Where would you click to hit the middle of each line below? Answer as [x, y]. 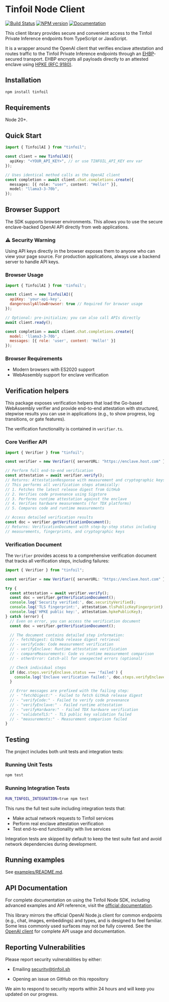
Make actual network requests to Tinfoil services [63, 818]
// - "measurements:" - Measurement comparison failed [68, 719]
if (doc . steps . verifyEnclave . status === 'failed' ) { [66, 672]
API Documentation [36, 888]
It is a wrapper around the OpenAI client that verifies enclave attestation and [84, 48]
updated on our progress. [32, 994]
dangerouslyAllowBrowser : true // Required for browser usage [76, 304]
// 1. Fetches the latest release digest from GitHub [63, 489]
